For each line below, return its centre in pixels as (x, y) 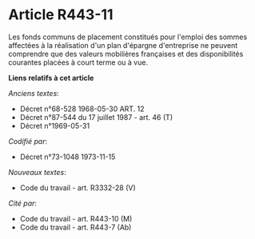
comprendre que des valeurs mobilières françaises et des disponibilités (126, 54)
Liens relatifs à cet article (51, 78)
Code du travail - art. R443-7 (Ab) (76, 227)
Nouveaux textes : (37, 172)
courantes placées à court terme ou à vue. (78, 62)
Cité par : (23, 203)
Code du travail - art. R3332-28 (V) (78, 187)
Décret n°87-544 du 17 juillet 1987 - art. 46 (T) (96, 117)
